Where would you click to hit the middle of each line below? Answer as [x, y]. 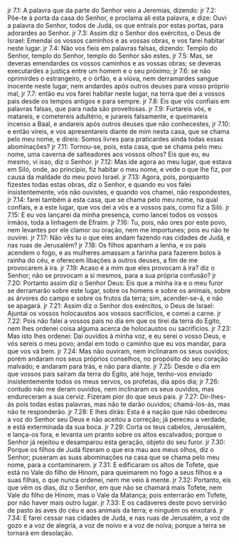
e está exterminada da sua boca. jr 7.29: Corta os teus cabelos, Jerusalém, [117, 427]
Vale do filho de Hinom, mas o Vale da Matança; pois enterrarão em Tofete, [117, 495]
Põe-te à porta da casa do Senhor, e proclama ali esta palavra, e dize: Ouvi [117, 18]
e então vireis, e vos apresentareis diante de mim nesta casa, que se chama [118, 132]
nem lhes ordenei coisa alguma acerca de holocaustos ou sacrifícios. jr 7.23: [119, 328]
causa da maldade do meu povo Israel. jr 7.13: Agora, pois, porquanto [108, 177]
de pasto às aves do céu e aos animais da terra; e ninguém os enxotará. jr [116, 510]
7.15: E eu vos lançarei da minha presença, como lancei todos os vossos [113, 215]
